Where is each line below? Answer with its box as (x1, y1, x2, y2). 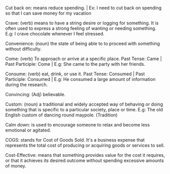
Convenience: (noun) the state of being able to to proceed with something (5, 40, 160, 47)
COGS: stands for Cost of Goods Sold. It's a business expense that (5, 137, 145, 143)
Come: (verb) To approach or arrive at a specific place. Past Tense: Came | (5, 56, 162, 62)
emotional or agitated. (5, 127, 51, 133)
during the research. (5, 81, 48, 88)
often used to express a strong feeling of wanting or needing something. (5, 25, 156, 31)
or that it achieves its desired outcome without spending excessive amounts (5, 157, 164, 163)
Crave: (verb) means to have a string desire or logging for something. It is (5, 20, 159, 26)
